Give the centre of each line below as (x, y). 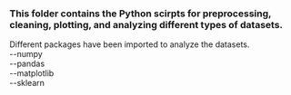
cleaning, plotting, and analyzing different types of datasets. (146, 24)
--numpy (26, 54)
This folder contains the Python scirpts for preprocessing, (140, 14)
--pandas (27, 64)
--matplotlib (32, 73)
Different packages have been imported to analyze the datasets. (130, 44)
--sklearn (27, 83)
